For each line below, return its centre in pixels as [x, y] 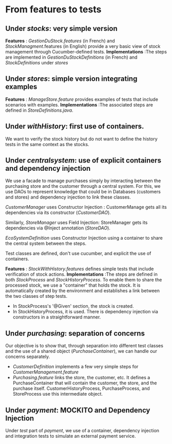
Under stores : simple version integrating [71, 79]
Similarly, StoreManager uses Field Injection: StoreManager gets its [77, 223]
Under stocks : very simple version [62, 29]
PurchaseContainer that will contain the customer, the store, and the [85, 383]
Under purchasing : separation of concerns [75, 333]
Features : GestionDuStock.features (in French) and [60, 41]
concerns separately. [28, 357]
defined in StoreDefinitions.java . [39, 110]
